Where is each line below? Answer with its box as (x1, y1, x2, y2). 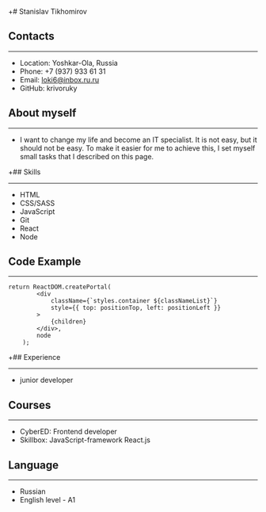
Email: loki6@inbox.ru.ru (19, 75, 100, 84)
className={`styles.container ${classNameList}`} (50, 297, 218, 305)
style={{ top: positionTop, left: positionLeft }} (50, 304, 222, 312)
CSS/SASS (19, 198, 55, 208)
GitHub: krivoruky (19, 83, 78, 93)
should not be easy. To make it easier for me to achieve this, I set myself (19, 143, 256, 153)
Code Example (8, 255, 82, 269)
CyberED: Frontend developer (19, 427, 117, 437)
